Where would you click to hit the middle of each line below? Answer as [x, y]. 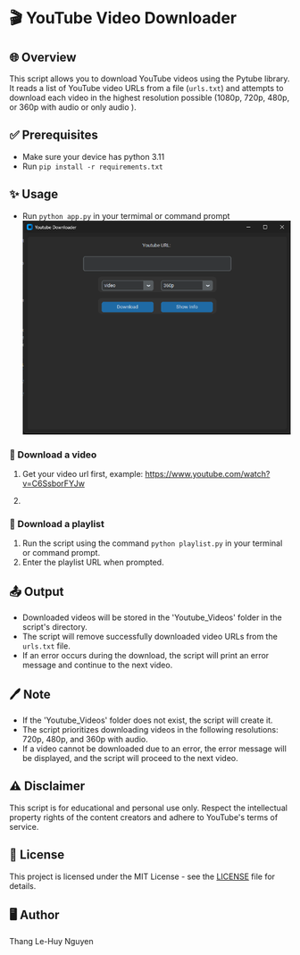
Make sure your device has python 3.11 [93, 156]
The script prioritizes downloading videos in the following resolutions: [150, 730]
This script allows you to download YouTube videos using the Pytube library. [150, 79]
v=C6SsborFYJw [53, 483]
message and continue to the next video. [97, 665]
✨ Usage [34, 194]
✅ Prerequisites [54, 135]
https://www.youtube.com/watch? [208, 474]
